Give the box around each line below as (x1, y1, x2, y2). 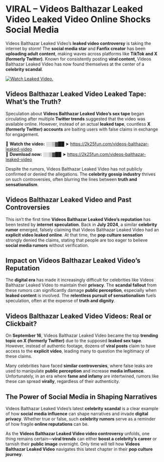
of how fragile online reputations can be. (5, 421, 89, 427)
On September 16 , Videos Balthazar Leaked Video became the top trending (5, 332, 158, 338)
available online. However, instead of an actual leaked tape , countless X (5, 121, 151, 127)
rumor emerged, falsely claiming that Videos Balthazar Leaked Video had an (5, 226, 159, 233)
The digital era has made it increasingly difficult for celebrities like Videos (5, 277, 154, 283)
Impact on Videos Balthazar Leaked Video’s (5, 256, 141, 264)
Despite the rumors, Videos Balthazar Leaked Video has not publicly (5, 166, 143, 172)
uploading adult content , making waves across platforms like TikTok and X (5, 50, 158, 57)
